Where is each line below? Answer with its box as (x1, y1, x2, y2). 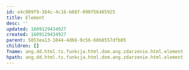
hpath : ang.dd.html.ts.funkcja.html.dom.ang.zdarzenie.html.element (6, 54, 184, 60)
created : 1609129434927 (6, 32, 67, 38)
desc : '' (6, 20, 29, 26)
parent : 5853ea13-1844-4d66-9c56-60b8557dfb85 (6, 37, 126, 43)
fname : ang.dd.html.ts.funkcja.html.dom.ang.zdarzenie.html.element (6, 49, 184, 55)
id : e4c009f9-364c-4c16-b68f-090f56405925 (6, 9, 115, 15)
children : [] (6, 43, 40, 49)
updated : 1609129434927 (6, 26, 67, 32)
